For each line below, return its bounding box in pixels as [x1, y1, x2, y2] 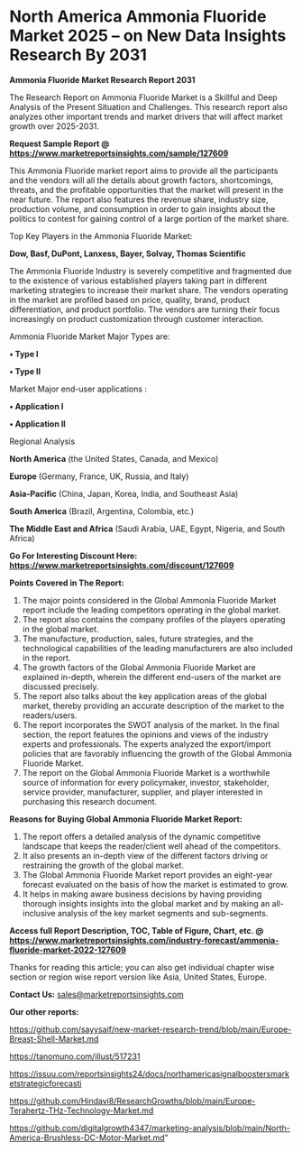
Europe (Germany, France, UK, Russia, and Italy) [9, 471, 189, 482]
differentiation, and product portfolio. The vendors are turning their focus [9, 304, 280, 315]
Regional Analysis [9, 436, 76, 447]
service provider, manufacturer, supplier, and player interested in [22, 787, 263, 797]
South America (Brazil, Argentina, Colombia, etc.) [9, 505, 195, 516]
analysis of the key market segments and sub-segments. [57, 907, 269, 918]
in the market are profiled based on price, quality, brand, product [9, 294, 251, 305]
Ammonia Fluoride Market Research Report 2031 [9, 74, 196, 85]
